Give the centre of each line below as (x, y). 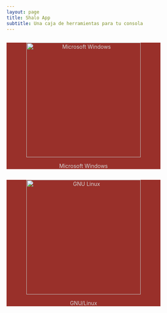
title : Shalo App (28, 18)
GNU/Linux (83, 303)
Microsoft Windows (83, 166)
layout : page (23, 12)
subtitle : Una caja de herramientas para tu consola (75, 23)
